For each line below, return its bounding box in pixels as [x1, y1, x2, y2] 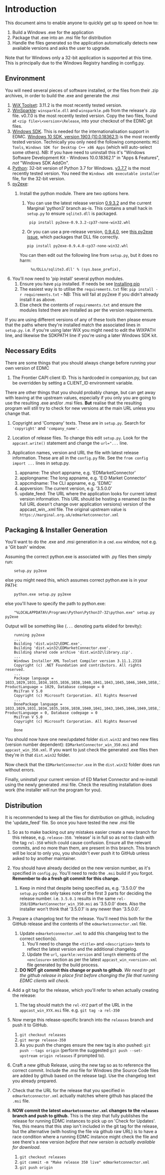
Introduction [5, 3, 57, 15]
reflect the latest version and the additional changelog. [27, 946, 137, 952]
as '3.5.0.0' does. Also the [93, 901, 146, 907]
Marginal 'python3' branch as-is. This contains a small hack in [27, 205, 153, 211]
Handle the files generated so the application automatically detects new [12, 39, 158, 45]
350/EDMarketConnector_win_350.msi [19, 902, 92, 907]
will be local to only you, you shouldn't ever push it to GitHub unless [12, 850, 150, 856]
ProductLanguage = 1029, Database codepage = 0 [5, 685, 105, 690]
